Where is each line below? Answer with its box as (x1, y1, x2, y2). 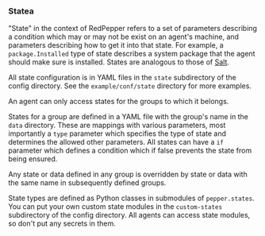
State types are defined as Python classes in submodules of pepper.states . (8, 193, 255, 203)
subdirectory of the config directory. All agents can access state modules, (8, 211, 251, 220)
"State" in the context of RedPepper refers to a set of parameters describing (8, 24, 258, 33)
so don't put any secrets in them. (8, 219, 117, 228)
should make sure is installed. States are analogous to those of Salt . (8, 57, 230, 67)
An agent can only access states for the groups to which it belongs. (8, 97, 229, 106)
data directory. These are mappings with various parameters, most (8, 121, 226, 130)
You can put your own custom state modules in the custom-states (8, 202, 223, 211)
